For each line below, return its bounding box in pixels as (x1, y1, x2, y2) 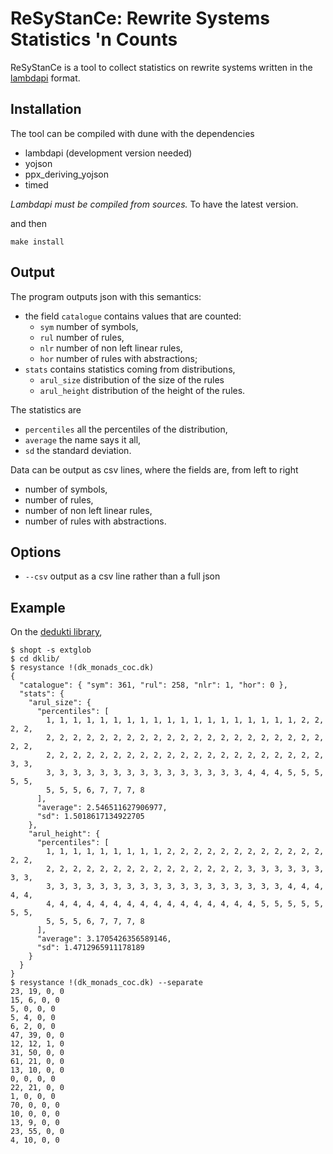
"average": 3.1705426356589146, (36, 934, 172, 944)
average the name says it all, (24, 433, 142, 446)
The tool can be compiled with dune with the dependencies (10, 127, 255, 139)
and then (10, 217, 47, 229)
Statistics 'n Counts (10, 28, 178, 51)
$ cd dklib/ (10, 654, 60, 664)
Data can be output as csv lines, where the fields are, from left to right (10, 463, 299, 476)
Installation (10, 101, 82, 118)
